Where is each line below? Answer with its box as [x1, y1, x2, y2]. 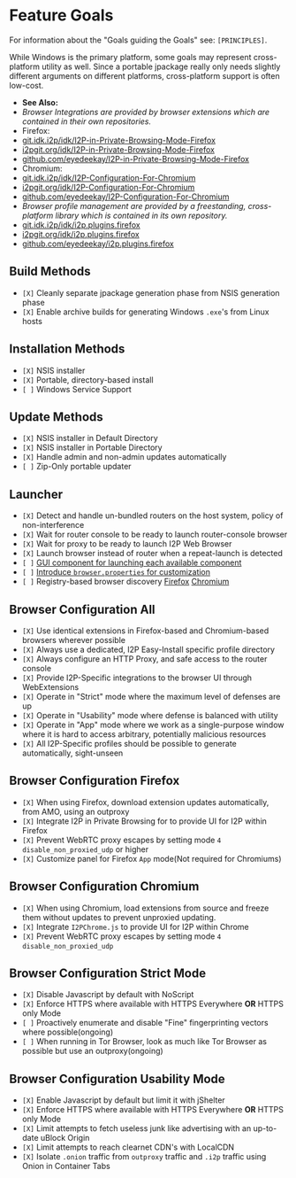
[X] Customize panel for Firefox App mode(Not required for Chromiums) [21, 853, 282, 864]
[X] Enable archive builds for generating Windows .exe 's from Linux [21, 306, 269, 317]
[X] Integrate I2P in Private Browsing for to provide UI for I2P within [21, 816, 268, 826]
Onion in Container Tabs [21, 1161, 110, 1172]
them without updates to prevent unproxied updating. [21, 911, 216, 922]
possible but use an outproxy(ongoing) [21, 1046, 163, 1057]
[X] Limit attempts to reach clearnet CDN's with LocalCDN [21, 1142, 235, 1152]
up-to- [253, 1123, 277, 1134]
